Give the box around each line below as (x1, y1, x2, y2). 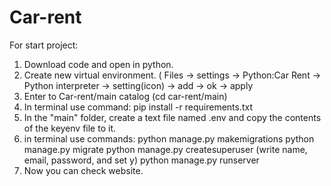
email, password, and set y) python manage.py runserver (23, 154, 260, 166)
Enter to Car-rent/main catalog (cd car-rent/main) (23, 90, 228, 102)
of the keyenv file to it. (23, 122, 116, 134)
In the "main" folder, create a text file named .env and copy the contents (23, 111, 322, 123)
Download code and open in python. (23, 58, 174, 70)
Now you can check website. (23, 164, 144, 176)
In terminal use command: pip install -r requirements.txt (23, 101, 254, 113)
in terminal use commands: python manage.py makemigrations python (23, 132, 315, 145)
